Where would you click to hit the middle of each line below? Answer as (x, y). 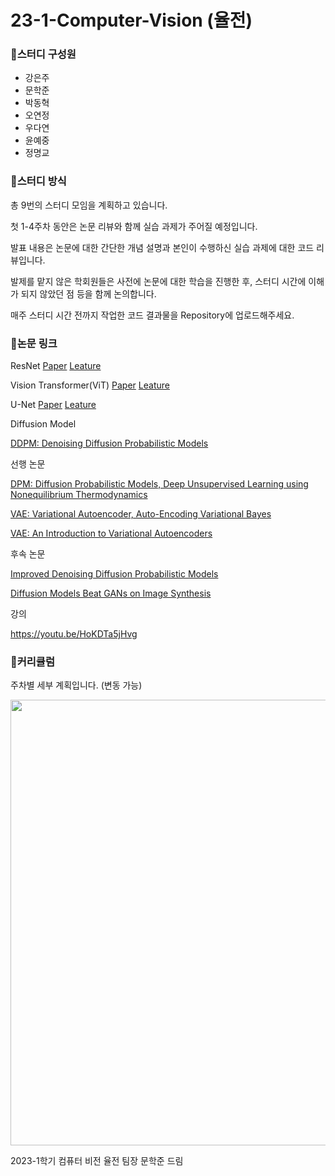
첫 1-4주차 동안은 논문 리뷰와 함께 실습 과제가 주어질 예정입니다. (134, 226)
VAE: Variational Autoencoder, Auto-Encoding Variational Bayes (141, 514)
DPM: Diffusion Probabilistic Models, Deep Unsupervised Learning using (159, 484)
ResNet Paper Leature (56, 366)
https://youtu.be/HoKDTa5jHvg (74, 634)
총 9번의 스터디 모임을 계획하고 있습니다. (89, 205)
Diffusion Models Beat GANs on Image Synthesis (111, 593)
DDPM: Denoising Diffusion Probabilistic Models (109, 443)
